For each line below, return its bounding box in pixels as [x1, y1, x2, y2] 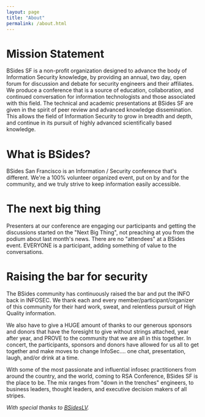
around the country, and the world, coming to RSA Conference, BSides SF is [6, 372, 198, 380]
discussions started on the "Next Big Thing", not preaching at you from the [6, 229, 195, 236]
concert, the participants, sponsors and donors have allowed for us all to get [6, 341, 199, 348]
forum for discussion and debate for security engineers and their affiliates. [6, 80, 194, 88]
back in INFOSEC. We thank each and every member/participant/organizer [6, 297, 195, 304]
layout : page [6, 9, 40, 15]
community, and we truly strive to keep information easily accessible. [6, 180, 181, 188]
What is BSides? [6, 147, 91, 161]
